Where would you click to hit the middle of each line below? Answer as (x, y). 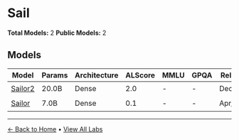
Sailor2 (23, 89)
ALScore (140, 75)
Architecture (96, 75)
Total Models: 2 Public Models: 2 (57, 33)
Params (55, 75)
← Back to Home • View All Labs (55, 129)
